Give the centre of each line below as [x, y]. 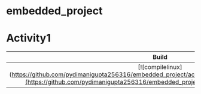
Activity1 [28, 38]
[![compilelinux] [160, 67]
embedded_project [54, 11]
